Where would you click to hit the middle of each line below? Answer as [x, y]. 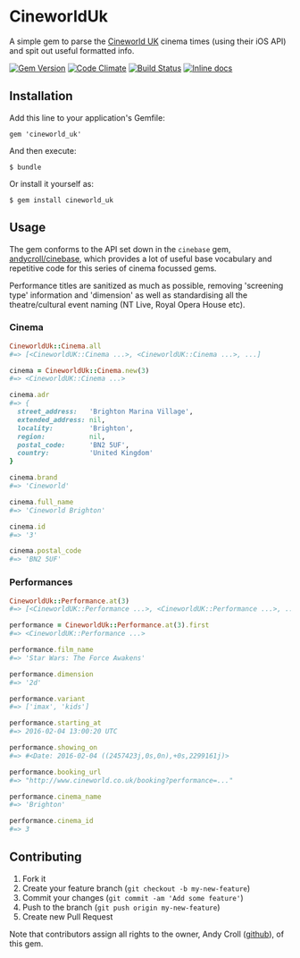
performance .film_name [51, 650]
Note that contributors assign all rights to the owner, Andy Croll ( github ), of [146, 934]
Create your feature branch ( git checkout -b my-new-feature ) [136, 888]
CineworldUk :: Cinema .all [55, 346]
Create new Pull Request [67, 916]
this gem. [26, 943]
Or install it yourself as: [51, 183]
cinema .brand [33, 478]
